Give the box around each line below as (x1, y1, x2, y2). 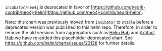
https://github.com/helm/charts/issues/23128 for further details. (5, 40, 136, 46)
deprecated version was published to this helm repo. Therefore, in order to (5, 24, 158, 30)
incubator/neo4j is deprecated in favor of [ (5, 4, 93, 10)
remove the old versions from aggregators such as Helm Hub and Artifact (5, 30, 155, 35)
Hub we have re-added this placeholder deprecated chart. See (5, 35, 133, 41)
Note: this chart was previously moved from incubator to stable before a (5, 19, 154, 25)
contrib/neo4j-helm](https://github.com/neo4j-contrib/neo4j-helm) (5, 9, 142, 15)
